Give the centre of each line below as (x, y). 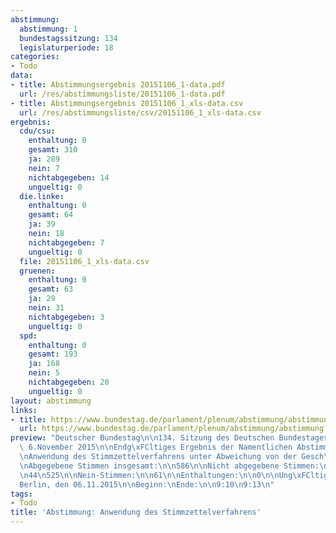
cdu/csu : (37, 131)
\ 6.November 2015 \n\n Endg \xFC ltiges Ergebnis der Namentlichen (156, 447)
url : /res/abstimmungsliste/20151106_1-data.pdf (122, 94)
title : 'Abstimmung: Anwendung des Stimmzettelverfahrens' (136, 512)
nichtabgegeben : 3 (66, 317)
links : (24, 410)
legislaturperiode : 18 (66, 47)
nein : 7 (44, 168)
